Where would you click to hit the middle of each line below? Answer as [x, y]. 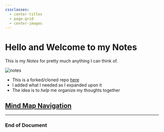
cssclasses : [17, 10]
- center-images [26, 23]
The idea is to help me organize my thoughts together [66, 90]
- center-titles [26, 14]
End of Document [26, 125]
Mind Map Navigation [38, 106]
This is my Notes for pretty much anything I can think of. [61, 61]
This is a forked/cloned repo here [46, 80]
